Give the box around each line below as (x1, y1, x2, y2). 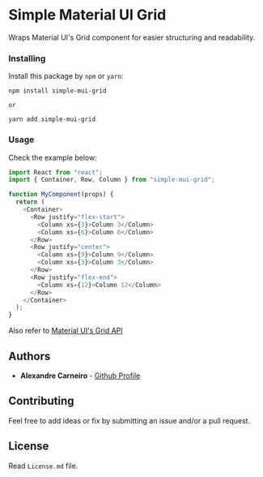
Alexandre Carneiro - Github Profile (19, 371, 141, 380)
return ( (15, 198, 45, 206)
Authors (8, 349, 51, 363)
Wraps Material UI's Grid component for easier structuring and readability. (8, 32, 256, 42)
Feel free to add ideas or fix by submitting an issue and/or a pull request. (8, 415, 251, 425)
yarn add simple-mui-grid (8, 115, 95, 123)
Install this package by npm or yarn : (8, 71, 124, 81)
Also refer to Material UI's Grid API (8, 326, 123, 336)
